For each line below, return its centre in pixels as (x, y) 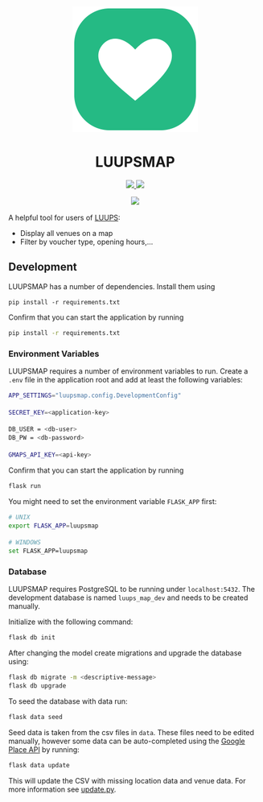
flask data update (39, 765)
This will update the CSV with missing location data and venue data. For (127, 780)
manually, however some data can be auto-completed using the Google (127, 741)
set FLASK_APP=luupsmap (48, 551)
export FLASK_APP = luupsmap (53, 526)
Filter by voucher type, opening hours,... (86, 242)
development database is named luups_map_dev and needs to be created (128, 597)
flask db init (32, 638)
